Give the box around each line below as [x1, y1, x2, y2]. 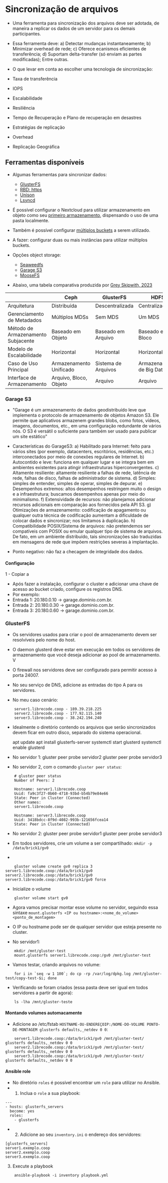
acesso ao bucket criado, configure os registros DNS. [12, 586, 123, 592]
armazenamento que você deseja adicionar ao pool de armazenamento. [12, 652, 161, 658]
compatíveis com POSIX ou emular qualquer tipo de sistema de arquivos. [12, 528, 163, 534]
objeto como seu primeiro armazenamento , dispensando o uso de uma [12, 212, 158, 218]
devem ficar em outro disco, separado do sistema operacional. [12, 729, 142, 735]
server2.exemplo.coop [5, 1150, 50, 1155]
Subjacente [7, 337, 34, 344]
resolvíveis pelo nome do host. [12, 637, 76, 643]
